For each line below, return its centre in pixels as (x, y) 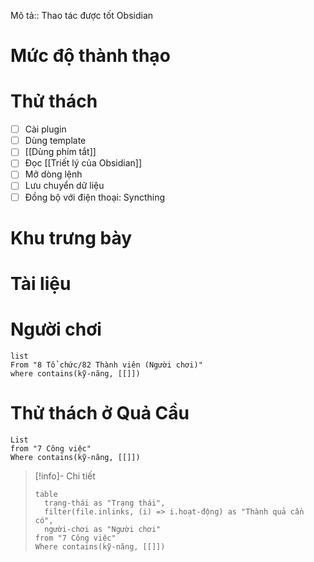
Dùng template (55, 141)
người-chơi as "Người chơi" (103, 529)
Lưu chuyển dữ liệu (64, 186)
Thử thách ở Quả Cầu (100, 413)
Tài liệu (41, 283)
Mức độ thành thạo (90, 56)
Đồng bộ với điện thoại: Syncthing (95, 197)
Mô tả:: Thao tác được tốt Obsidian (82, 15)
